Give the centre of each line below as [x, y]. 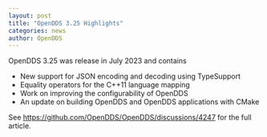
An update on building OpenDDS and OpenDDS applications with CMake [140, 102]
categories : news [37, 30]
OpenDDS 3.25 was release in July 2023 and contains [97, 61]
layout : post [30, 16]
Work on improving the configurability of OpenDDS [104, 94]
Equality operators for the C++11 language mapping [105, 85]
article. [20, 126]
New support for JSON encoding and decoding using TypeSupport [130, 76]
